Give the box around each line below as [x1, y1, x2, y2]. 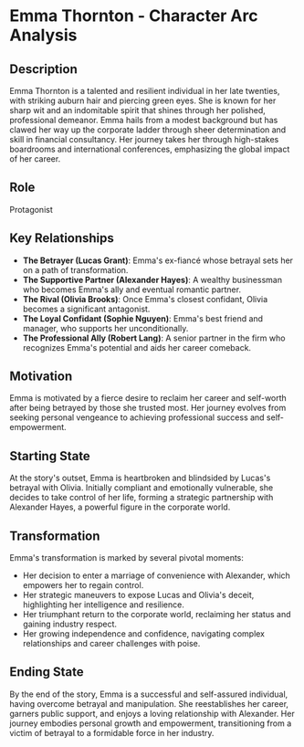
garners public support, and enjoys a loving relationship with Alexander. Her [9, 708, 295, 719]
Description [9, 61, 78, 77]
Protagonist [9, 204, 53, 215]
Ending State [9, 664, 84, 680]
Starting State [9, 448, 91, 464]
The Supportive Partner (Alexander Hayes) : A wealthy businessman [22, 274, 283, 285]
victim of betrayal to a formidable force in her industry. [9, 727, 215, 738]
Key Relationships [9, 230, 114, 247]
